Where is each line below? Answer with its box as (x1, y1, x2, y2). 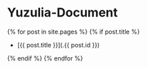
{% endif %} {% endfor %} (7, 54, 84, 63)
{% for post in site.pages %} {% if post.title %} (7, 27, 140, 36)
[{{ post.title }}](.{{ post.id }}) (17, 41, 100, 49)
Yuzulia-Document (7, 5, 119, 21)
